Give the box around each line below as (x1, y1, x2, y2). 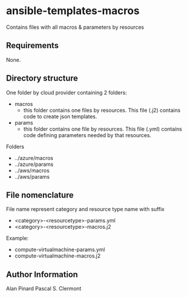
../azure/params (14, 161, 54, 168)
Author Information (6, 269, 78, 279)
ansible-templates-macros (6, 4, 140, 18)
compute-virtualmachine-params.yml (14, 246, 105, 253)
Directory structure (6, 74, 78, 84)
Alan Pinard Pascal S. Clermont (6, 285, 82, 292)
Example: (6, 235, 29, 242)
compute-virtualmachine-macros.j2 (14, 252, 101, 259)
